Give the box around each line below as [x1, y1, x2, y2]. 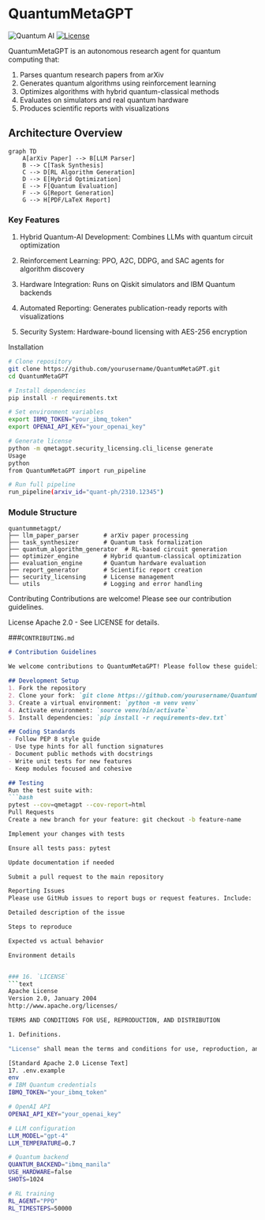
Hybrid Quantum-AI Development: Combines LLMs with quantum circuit [19, 232, 253, 242]
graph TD [8, 147, 37, 155]
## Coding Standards [8, 728, 77, 736]
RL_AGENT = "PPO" [8, 1197, 58, 1205]
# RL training [8, 1189, 55, 1198]
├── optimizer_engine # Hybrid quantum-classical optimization [8, 553, 242, 561]
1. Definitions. [8, 1030, 62, 1038]
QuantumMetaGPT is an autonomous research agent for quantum [8, 46, 221, 55]
